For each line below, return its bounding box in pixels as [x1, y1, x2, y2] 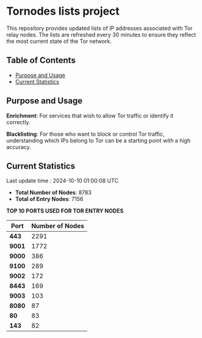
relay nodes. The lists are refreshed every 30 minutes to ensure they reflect [6, 31, 197, 38]
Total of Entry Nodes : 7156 [15, 196, 84, 203]
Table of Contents [6, 55, 76, 65]
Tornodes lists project [6, 4, 120, 18]
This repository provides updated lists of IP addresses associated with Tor [6, 24, 193, 32]
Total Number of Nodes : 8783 [15, 189, 92, 196]
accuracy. [6, 143, 32, 150]
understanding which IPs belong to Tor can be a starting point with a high [6, 136, 191, 144]
